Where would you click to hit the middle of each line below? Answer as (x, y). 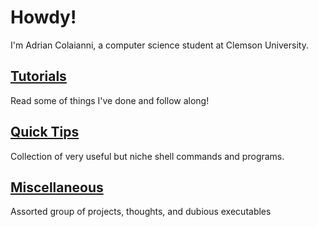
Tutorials (38, 76)
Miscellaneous (57, 187)
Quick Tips (45, 132)
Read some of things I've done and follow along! (110, 100)
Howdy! (43, 17)
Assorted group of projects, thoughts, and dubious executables (141, 212)
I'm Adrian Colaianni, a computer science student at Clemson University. (159, 45)
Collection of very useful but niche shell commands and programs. (147, 156)
